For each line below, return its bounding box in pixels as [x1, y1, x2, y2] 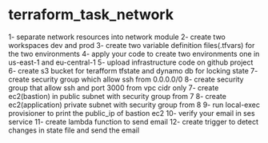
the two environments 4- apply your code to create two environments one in [8, 49, 260, 58]
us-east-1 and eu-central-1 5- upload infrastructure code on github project [8, 58, 254, 67]
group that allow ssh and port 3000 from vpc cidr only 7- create [8, 82, 219, 93]
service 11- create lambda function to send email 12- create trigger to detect [8, 117, 258, 126]
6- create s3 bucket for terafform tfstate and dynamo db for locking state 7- [8, 66, 258, 75]
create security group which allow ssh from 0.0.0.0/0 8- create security [8, 74, 244, 84]
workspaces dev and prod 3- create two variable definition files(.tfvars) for [8, 40, 255, 50]
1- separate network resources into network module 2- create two [8, 32, 226, 42]
